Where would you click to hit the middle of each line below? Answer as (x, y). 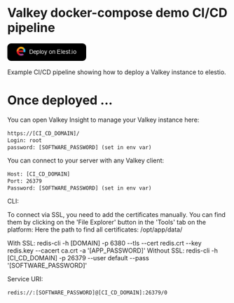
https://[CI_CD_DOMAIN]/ (43, 134)
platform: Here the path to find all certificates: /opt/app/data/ (95, 230)
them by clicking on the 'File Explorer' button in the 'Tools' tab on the (107, 223)
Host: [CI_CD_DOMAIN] (39, 174)
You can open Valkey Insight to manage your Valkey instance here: (103, 120)
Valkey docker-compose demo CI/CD (117, 13)
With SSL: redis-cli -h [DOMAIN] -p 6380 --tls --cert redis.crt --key (104, 244)
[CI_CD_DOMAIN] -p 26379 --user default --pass (78, 258)
